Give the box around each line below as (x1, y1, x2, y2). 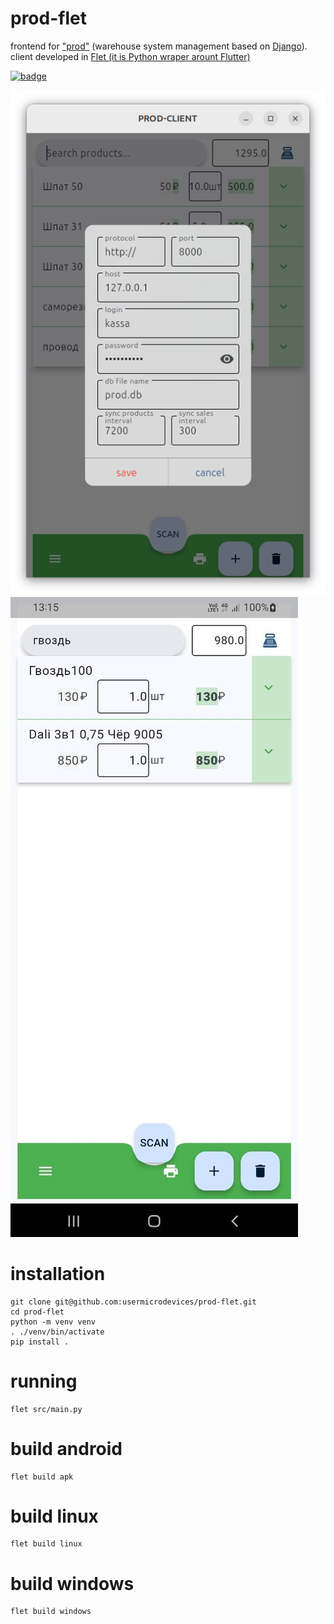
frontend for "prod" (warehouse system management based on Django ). (10, 40, 308, 52)
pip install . (10, 1337, 70, 1347)
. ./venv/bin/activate (10, 1327, 105, 1337)
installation (10, 1262, 106, 1285)
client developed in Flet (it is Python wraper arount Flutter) (10, 50, 251, 62)
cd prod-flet (10, 1307, 65, 1317)
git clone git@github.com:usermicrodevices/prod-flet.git (10, 1297, 257, 1307)
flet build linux (10, 1539, 83, 1549)
